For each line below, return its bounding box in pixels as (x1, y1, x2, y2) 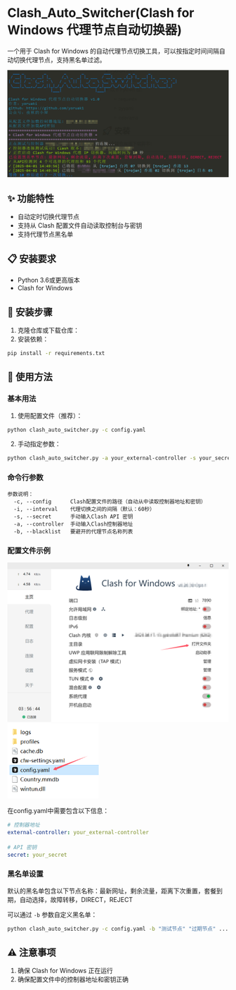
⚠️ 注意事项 (7, 946, 56, 958)
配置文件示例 (7, 545, 51, 555)
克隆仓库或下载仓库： (17, 326, 79, 335)
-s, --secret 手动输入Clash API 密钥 (13, 513, 133, 520)
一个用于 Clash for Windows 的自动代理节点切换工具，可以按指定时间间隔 (7, 47, 220, 55)
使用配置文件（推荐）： (17, 411, 83, 420)
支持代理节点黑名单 (17, 230, 74, 239)
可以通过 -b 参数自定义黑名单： (7, 910, 98, 919)
